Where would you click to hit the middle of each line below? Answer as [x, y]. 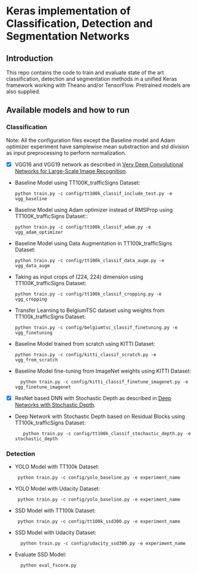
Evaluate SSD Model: [40, 554]
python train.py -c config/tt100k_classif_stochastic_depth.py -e [107, 433]
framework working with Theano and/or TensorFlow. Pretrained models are [98, 85]
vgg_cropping [31, 299]
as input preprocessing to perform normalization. [66, 152]
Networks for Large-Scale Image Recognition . [71, 171]
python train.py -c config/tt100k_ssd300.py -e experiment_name [99, 522]
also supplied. [23, 91]
